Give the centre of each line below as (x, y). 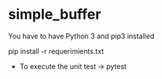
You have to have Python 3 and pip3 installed (81, 36)
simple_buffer (55, 14)
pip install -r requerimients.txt (56, 51)
